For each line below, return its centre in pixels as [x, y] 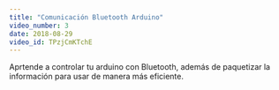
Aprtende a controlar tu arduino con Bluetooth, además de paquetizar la [140, 67]
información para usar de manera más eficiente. [96, 77]
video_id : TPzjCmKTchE [51, 42]
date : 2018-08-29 [41, 34]
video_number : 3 [39, 26]
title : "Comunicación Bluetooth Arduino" [87, 17]
